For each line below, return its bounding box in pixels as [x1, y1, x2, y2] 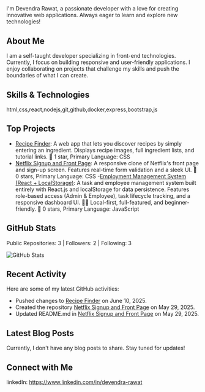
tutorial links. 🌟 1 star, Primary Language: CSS [15, 153, 130, 160]
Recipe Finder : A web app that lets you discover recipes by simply [15, 139, 182, 147]
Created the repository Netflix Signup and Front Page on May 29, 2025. [15, 304, 195, 311]
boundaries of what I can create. [6, 72, 89, 79]
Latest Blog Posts [6, 328, 75, 339]
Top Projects [6, 123, 56, 134]
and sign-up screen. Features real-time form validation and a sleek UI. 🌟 [15, 166, 197, 173]
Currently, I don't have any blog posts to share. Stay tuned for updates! [6, 344, 185, 352]
